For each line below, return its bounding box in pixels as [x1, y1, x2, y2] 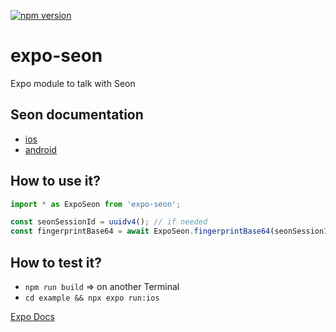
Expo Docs [10, 311, 55, 322]
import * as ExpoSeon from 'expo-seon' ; [10, 199, 182, 209]
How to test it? [10, 254, 102, 271]
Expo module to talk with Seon [10, 77, 136, 89]
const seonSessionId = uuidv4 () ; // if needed [10, 217, 208, 227]
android [24, 143, 57, 155]
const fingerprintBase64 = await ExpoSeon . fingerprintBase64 [10, 226, 271, 237]
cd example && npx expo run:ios [24, 293, 160, 303]
